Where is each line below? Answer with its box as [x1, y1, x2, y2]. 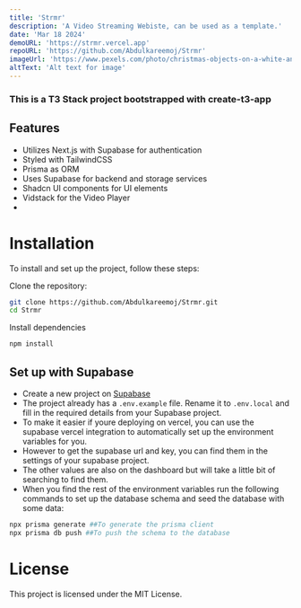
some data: [21, 502, 64, 513]
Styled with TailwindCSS [21, 154, 113, 164]
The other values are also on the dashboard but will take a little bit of [21, 464, 276, 475]
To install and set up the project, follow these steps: [9, 262, 200, 274]
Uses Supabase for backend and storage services [21, 172, 208, 184]
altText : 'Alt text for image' [9, 64, 126, 73]
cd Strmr [9, 306, 42, 315]
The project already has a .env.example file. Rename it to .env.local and [21, 397, 289, 409]
